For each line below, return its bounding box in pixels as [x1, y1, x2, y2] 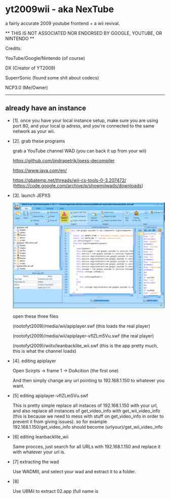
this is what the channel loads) [12, 348, 77, 354]
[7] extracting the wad [12, 459, 59, 465]
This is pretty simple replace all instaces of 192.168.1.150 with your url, [12, 402, 158, 408]
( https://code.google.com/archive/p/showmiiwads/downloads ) [12, 182, 143, 188]
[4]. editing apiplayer [12, 358, 57, 364]
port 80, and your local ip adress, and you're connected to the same [12, 122, 155, 129]
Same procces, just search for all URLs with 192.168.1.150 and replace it [12, 443, 161, 449]
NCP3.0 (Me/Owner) [5, 85, 48, 91]
